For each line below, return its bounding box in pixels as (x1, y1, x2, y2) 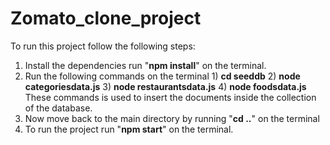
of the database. (24, 102, 93, 114)
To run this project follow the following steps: (10, 40, 196, 52)
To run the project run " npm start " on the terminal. (24, 123, 234, 135)
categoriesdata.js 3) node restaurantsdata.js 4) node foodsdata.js (24, 80, 307, 92)
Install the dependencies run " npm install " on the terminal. (24, 59, 267, 71)
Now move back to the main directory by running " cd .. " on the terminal (24, 112, 320, 124)
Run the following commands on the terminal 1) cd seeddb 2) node (24, 70, 301, 82)
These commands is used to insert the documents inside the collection (24, 91, 317, 103)
